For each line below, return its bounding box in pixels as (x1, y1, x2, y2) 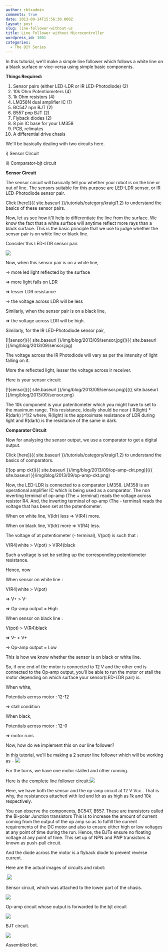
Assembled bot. (5, 941, 38, 947)
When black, (5, 713, 31, 719)
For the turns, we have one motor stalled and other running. (5, 767, 128, 773)
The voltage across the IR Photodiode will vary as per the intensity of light (5, 352, 158, 358)
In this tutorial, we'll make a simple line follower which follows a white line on (5, 58, 163, 64)
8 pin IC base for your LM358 (12, 120, 74, 126)
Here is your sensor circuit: (5, 376, 61, 383)
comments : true (5, 12, 37, 17)
